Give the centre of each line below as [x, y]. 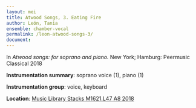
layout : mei [21, 12]
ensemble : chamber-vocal [38, 29]
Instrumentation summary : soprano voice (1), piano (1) [75, 75]
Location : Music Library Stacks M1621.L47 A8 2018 [70, 98]
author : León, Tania [32, 23]
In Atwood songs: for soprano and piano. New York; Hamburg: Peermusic [98, 57]
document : [19, 40]
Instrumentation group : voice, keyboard [57, 87]
